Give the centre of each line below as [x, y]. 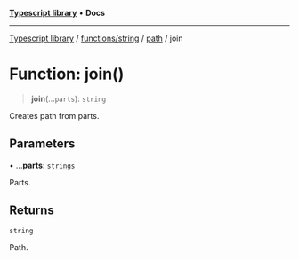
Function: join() [67, 74]
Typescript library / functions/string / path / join [96, 38]
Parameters [42, 144]
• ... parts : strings [42, 165]
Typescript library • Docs [57, 13]
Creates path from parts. [54, 115]
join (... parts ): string [69, 98]
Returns [32, 211]
